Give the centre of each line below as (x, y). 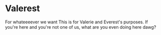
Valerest (23, 9)
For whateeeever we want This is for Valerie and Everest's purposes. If (77, 22)
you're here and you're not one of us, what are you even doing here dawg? (80, 27)
